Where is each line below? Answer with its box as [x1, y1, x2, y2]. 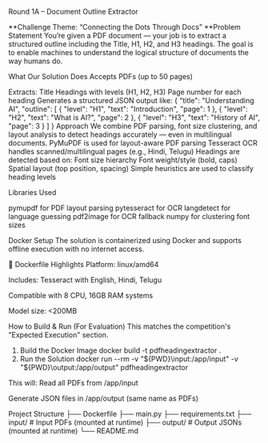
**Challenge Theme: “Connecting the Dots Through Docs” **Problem [8, 22, 242, 31]
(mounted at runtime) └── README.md [8, 426, 138, 435]
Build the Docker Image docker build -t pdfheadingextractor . [19, 345, 222, 355]
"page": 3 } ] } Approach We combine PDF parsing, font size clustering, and [8, 122, 258, 130]
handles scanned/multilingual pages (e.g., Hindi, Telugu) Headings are [8, 147, 240, 156]
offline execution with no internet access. [8, 244, 145, 253]
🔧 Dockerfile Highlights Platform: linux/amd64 [8, 260, 159, 269]
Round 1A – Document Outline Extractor [8, 7, 138, 16]
